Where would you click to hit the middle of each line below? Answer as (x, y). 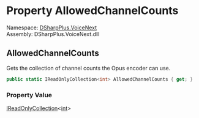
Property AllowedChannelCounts (92, 11)
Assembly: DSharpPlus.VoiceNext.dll (53, 34)
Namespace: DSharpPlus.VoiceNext (52, 28)
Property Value (29, 95)
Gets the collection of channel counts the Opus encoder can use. (88, 68)
